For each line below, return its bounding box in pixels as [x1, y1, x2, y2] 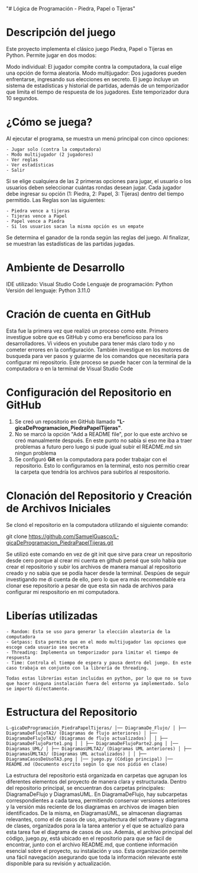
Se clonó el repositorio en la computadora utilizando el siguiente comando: [6, 521, 189, 528]
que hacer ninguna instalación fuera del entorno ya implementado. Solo [6, 680, 189, 686]
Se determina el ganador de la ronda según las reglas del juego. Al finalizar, [6, 234, 190, 241]
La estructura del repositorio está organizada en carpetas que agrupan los [6, 772, 187, 779]
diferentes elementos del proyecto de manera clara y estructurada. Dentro [6, 778, 187, 785]
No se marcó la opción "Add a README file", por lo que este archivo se [14, 430, 188, 437]
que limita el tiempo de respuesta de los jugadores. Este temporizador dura [6, 88, 189, 95]
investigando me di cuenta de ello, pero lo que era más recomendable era [6, 575, 186, 583]
